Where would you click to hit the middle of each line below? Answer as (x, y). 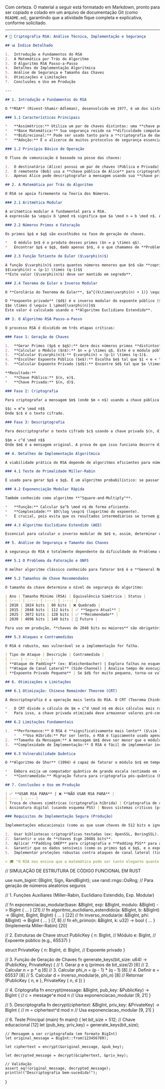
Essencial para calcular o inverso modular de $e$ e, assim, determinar (81, 534)
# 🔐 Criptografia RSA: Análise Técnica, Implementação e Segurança (76, 36)
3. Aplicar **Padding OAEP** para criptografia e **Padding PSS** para (81, 843)
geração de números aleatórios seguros (45, 886)
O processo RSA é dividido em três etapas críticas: (60, 328)
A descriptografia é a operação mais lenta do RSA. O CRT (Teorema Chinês (83, 700)
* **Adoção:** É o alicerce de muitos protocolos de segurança (73, 140)
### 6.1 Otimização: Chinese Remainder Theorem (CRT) (61, 691)
